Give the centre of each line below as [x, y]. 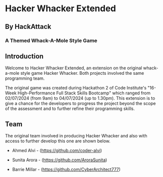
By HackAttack [28, 27]
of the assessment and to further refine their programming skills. [70, 109]
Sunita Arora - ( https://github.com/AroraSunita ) [60, 160]
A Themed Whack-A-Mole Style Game [51, 41]
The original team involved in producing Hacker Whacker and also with [76, 136]
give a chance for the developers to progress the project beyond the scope [81, 104]
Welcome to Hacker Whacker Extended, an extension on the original [74, 68]
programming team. [25, 78]
